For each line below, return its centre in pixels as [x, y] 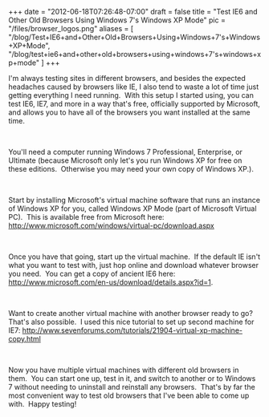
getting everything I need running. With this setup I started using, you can [131, 95]
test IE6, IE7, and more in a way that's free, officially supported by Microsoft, [134, 104]
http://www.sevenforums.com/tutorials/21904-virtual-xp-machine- [132, 330]
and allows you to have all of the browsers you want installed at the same [129, 112]
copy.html [25, 339]
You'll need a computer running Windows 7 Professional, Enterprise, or [126, 152]
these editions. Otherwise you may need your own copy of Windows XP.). [131, 169]
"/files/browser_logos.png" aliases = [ [71, 28]
